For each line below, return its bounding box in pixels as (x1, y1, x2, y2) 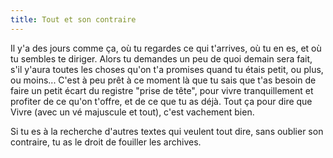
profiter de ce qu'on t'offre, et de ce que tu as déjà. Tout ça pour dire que (10, 95, 313, 107)
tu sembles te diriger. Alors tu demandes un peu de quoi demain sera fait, (10, 52, 313, 65)
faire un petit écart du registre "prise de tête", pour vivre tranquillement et (10, 84, 314, 96)
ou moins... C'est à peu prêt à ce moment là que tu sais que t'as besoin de (10, 74, 317, 86)
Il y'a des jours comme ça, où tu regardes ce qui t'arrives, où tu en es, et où (10, 42, 322, 54)
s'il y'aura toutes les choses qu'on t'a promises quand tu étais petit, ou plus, (10, 63, 324, 75)
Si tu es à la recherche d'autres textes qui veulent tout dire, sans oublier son (10, 125, 324, 137)
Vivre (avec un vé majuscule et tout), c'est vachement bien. (10, 106, 255, 118)
